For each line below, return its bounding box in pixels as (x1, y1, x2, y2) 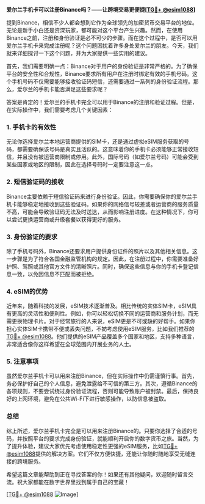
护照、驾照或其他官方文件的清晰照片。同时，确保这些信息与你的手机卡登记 (6, 262, 193, 270)
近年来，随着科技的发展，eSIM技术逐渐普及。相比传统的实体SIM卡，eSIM (6, 302, 192, 309)
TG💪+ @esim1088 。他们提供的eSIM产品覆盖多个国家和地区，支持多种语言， (6, 333, 198, 340)
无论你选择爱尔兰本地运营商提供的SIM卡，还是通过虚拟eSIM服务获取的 (6, 138, 184, 146)
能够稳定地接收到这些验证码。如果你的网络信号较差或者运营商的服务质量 (16, 200, 199, 207)
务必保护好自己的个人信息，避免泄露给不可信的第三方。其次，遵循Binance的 (6, 380, 198, 387)
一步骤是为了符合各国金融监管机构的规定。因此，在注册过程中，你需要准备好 (6, 255, 199, 262)
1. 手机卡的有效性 (6, 122, 57, 131)
